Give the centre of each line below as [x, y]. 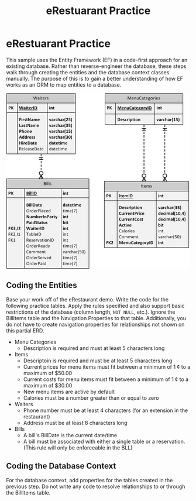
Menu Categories [35, 342]
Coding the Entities [42, 285]
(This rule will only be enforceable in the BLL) [78, 447]
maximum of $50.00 [48, 373]
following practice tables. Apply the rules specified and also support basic [95, 306]
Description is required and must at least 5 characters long [94, 348]
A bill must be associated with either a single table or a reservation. [104, 441]
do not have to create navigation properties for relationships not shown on [95, 324]
